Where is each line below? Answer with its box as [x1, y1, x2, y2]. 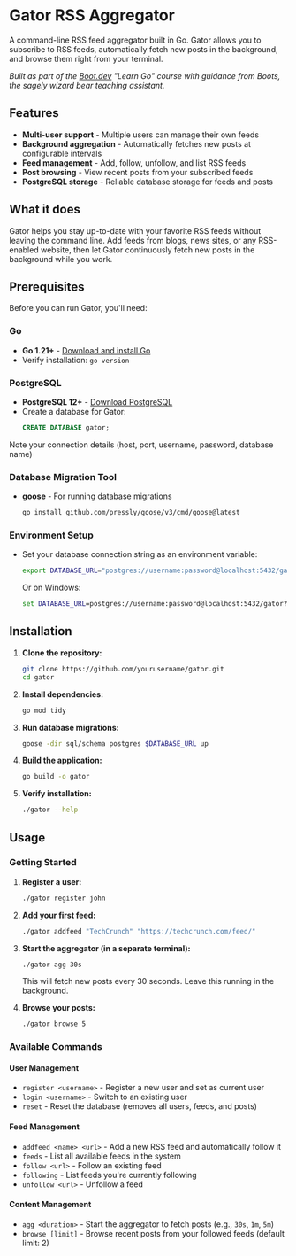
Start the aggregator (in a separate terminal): [21, 942, 191, 953]
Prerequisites [9, 279, 85, 294]
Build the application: [21, 755, 102, 766]
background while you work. [9, 253, 113, 264]
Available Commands [9, 1041, 103, 1053]
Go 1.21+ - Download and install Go [21, 345, 151, 355]
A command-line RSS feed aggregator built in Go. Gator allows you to [9, 35, 262, 45]
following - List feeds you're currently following [21, 1169, 197, 1180]
